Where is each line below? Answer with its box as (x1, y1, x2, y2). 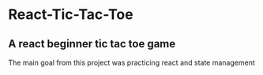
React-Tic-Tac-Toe (8, 6, 133, 24)
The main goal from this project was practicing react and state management (8, 58, 255, 67)
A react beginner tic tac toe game (8, 37, 176, 51)
